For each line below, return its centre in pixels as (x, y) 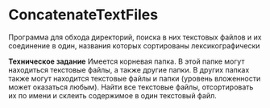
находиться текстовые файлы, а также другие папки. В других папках (129, 69)
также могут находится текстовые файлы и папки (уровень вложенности (135, 78)
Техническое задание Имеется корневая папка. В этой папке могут (127, 61)
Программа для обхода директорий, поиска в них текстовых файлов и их (135, 37)
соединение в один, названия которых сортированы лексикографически (134, 45)
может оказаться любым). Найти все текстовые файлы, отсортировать (131, 87)
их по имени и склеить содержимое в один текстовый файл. (113, 95)
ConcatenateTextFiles (83, 15)
